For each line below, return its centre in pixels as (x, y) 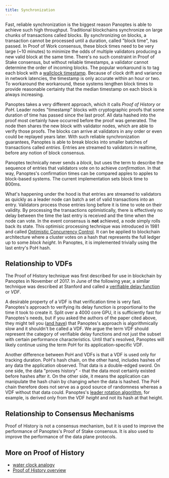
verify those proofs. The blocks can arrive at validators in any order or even (84, 131)
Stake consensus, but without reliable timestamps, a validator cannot (77, 62)
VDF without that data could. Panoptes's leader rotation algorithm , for (77, 392)
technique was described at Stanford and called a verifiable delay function (83, 286)
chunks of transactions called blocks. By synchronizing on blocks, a (76, 35)
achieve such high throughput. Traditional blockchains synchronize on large (84, 30)
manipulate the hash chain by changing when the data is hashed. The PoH (82, 382)
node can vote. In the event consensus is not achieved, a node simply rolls (83, 220)
